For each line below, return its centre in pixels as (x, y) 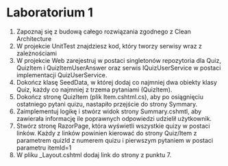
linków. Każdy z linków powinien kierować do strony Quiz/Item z (106, 133)
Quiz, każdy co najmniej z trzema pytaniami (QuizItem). (94, 89)
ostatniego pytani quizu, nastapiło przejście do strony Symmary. (107, 104)
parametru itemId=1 (44, 148)
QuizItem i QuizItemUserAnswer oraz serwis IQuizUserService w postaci (118, 68)
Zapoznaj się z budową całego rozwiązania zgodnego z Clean (104, 31)
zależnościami (37, 53)
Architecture (34, 38)
